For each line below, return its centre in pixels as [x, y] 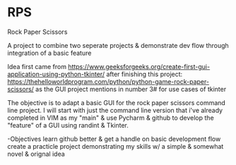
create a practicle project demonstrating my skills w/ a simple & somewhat [116, 146]
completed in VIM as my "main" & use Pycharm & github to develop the [111, 118]
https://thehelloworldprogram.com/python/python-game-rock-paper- [108, 81]
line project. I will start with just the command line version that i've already [115, 110]
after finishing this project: [144, 74]
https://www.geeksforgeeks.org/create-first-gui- [139, 66]
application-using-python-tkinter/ [56, 74]
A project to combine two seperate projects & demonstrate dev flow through [118, 45]
